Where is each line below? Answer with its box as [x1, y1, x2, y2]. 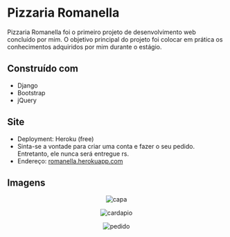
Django [17, 81, 38, 90]
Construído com [7, 63, 78, 74]
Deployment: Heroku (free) [17, 134, 94, 143]
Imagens [7, 177, 46, 188]
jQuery [17, 96, 37, 104]
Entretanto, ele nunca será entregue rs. [17, 149, 130, 158]
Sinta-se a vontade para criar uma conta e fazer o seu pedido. [17, 142, 195, 150]
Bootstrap [17, 88, 46, 97]
